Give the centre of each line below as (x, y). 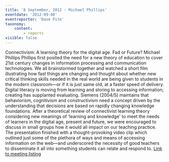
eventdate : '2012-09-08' (31, 15)
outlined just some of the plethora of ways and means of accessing (75, 138)
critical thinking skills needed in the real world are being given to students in (84, 79)
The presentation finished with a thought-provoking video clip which (76, 132)
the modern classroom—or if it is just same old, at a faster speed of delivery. (84, 84)
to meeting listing (23, 153)
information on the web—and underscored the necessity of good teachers (82, 143)
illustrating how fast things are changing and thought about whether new (81, 73)
